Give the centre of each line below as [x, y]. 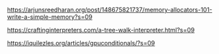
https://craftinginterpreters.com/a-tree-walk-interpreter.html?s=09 [101, 30]
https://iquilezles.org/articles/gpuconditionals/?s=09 [81, 43]
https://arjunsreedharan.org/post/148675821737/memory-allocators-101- [110, 10]
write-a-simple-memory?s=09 [50, 17]
